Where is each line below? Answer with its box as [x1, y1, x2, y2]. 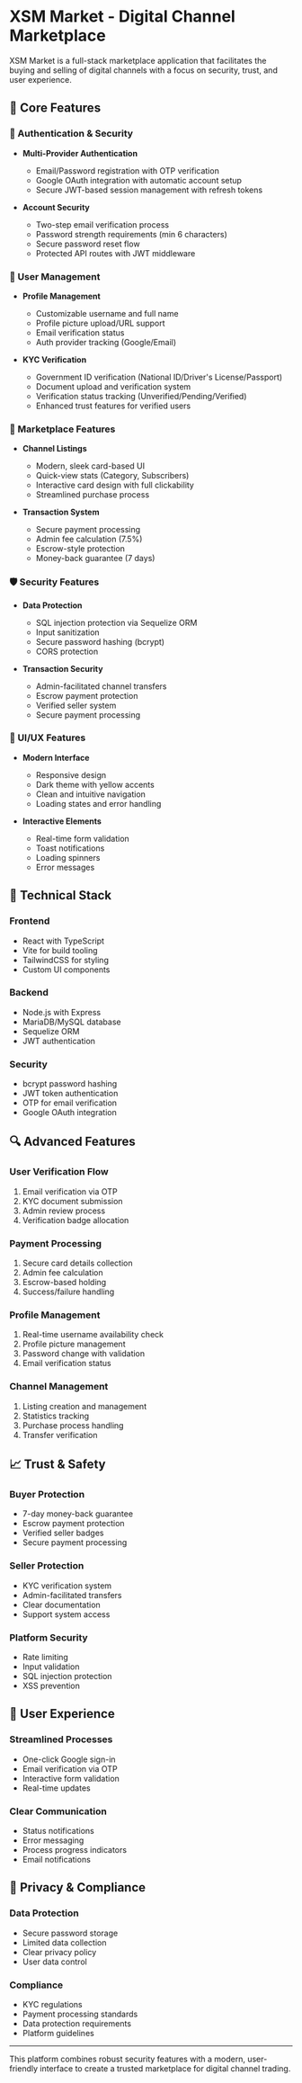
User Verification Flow [9, 1166, 110, 1178]
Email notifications [22, 1854, 92, 1864]
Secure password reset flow [35, 238, 141, 249]
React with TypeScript [22, 935, 105, 946]
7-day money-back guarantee [22, 1508, 133, 1519]
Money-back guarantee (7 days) [35, 553, 155, 564]
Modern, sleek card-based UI [35, 460, 146, 471]
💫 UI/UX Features [9, 731, 86, 744]
